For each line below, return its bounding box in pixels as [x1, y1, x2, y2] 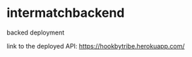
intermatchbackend [6, 5, 125, 21]
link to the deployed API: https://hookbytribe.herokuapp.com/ [6, 42, 185, 50]
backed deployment [6, 28, 65, 37]
